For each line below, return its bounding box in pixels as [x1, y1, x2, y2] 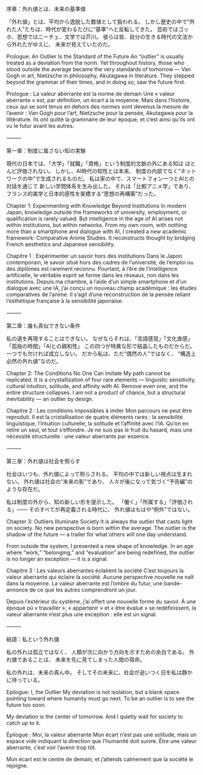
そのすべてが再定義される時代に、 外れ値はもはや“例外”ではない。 [28, 506, 193, 513]
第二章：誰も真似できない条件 [6, 322, 80, 329]
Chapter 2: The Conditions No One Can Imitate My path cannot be [6, 370, 171, 377]
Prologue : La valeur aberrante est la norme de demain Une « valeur [6, 90, 175, 97]
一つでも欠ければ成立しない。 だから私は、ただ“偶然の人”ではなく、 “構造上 [6, 350, 196, 357]
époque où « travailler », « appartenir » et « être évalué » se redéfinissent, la [6, 604, 196, 611]
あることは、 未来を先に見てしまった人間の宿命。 [22, 656, 146, 663]
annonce [6, 586, 28, 593]
